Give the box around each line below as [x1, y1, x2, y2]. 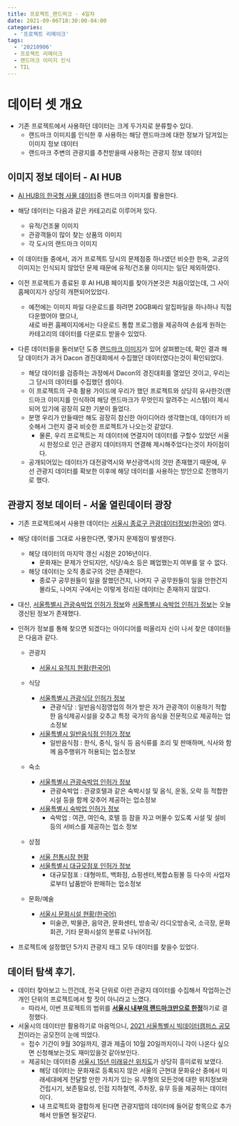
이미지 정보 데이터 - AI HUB [7, 171, 122, 183]
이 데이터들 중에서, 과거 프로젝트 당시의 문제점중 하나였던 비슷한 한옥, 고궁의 [17, 255, 230, 263]
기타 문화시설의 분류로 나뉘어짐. [64, 928, 153, 936]
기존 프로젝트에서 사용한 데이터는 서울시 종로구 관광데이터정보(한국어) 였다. [17, 519, 227, 528]
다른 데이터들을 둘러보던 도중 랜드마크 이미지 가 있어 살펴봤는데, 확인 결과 [17, 345, 220, 353]
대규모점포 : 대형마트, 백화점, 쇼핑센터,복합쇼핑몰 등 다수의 [49, 871, 212, 879]
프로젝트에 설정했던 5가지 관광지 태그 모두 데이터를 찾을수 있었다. [17, 943, 199, 951]
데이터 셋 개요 [7, 96, 83, 113]
